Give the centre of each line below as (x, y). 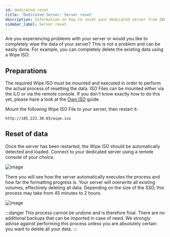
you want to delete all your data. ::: (41, 229)
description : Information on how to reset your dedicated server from (81, 19)
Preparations (26, 71)
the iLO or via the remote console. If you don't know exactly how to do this (83, 94)
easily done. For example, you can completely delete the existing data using (84, 49)
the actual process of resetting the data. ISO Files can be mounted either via (85, 88)
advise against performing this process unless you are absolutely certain (81, 223)
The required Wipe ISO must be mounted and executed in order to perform (83, 83)
